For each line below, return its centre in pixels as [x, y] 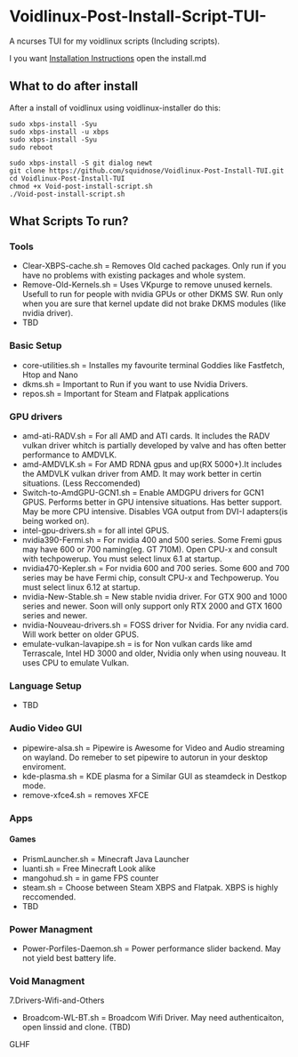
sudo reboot [31, 147]
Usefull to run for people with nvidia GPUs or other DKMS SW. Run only [153, 295]
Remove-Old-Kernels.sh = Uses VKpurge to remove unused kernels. [147, 285]
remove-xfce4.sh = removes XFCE [85, 795]
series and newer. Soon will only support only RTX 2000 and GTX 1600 [152, 606]
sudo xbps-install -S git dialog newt [81, 163]
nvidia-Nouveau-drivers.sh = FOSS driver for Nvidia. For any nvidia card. [155, 625]
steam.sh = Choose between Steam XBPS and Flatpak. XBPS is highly [150, 887]
